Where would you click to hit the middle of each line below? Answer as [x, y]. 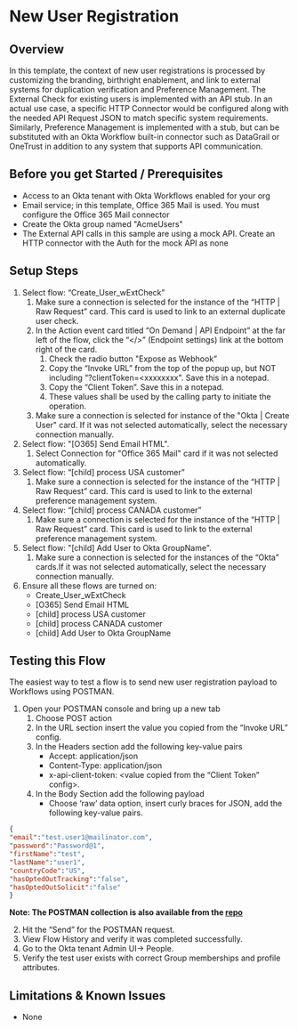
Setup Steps [44, 271]
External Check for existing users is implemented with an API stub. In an [141, 99]
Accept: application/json [93, 756]
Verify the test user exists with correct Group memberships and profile [151, 958]
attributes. [41, 968]
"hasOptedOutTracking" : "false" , [69, 879]
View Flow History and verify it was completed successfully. [132, 939]
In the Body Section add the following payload [120, 794]
